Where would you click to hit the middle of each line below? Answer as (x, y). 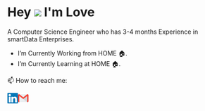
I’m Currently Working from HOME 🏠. (73, 53)
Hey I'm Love (51, 12)
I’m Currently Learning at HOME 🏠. (69, 63)
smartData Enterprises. (41, 39)
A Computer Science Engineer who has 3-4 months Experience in (103, 32)
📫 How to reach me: (37, 80)
